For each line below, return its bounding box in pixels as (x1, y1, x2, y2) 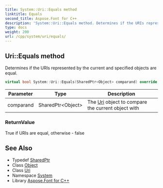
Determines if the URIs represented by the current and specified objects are (5, 65, 157, 71)
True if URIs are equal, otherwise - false (5, 130, 85, 136)
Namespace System (12, 172, 52, 178)
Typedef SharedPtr (12, 157, 50, 163)
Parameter (8, 90, 33, 97)
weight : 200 (5, 30, 29, 34)
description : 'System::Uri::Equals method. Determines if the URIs (5, 20, 145, 26)
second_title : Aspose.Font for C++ (5, 16, 77, 21)
